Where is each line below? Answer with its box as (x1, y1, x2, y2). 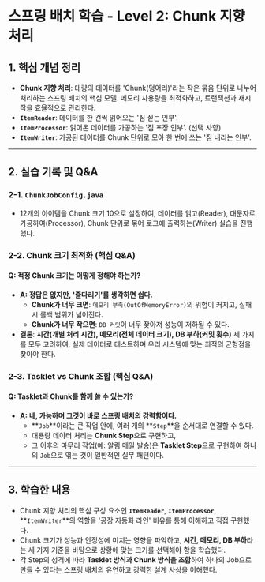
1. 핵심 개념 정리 (8, 61, 81, 74)
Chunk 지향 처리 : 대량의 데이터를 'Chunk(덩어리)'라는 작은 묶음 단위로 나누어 (19, 84, 256, 92)
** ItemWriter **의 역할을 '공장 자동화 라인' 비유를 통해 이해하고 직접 (19, 515, 229, 525)
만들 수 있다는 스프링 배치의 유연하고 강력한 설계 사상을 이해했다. (19, 565, 218, 574)
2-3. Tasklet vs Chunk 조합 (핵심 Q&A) (8, 370, 154, 381)
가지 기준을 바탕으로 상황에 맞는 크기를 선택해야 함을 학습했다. (36, 545, 226, 554)
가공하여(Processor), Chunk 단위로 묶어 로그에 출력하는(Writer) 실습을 (19, 218, 239, 227)
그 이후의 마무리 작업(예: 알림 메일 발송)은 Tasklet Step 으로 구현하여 (31, 440, 242, 450)
